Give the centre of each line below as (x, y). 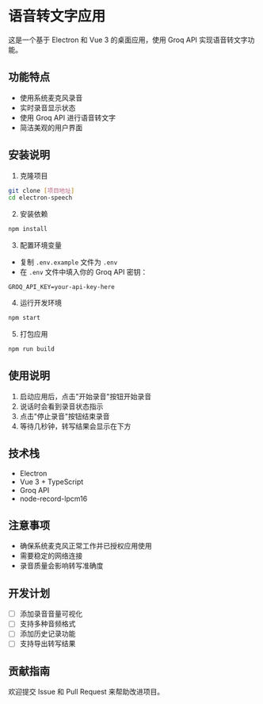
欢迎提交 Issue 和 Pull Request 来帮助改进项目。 (86, 692)
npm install (28, 229)
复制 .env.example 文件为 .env (69, 262)
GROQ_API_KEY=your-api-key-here (61, 287)
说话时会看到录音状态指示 (61, 406)
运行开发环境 (40, 303)
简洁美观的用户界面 (51, 127)
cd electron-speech (40, 198)
